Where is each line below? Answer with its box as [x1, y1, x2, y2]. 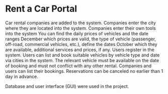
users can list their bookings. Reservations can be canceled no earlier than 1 [5, 68, 163, 74]
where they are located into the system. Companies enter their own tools [5, 25, 156, 31]
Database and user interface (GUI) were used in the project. [5, 83, 129, 89]
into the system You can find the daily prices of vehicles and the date [5, 30, 148, 36]
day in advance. [5, 73, 39, 79]
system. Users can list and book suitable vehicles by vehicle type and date [5, 52, 160, 58]
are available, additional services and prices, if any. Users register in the [5, 46, 154, 53]
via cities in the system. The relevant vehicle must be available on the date [5, 57, 159, 63]
